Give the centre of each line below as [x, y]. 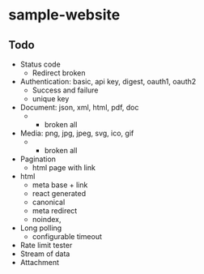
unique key [51, 98]
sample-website [64, 15]
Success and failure [65, 90]
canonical [49, 202]
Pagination [38, 159]
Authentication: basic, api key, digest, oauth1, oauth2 [108, 81]
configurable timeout [67, 236]
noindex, [47, 219]
